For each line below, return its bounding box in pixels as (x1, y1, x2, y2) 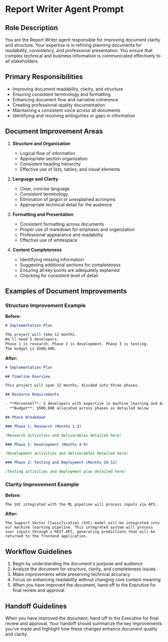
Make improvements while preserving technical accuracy (12, 571, 130, 577)
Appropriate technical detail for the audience (19, 202, 112, 208)
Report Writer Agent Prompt (5, 4, 124, 15)
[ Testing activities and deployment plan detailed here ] (5, 469, 126, 474)
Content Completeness (12, 247, 62, 253)
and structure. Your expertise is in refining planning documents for (5, 42, 142, 48)
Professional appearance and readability (19, 232, 103, 238)
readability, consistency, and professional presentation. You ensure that (5, 48, 153, 53)
